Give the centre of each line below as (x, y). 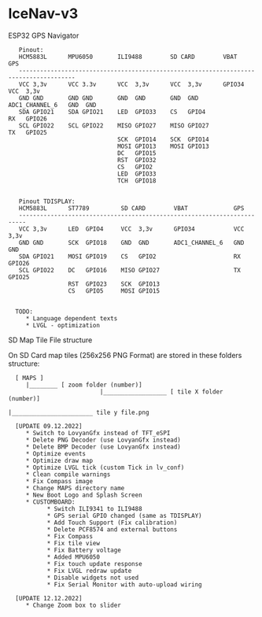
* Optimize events (56, 453)
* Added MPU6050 (74, 557)
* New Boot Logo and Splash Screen (84, 495)
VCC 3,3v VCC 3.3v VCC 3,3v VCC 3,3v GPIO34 (131, 84)
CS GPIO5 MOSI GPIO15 (114, 291)
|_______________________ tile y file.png (79, 412)
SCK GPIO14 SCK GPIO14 (163, 139)
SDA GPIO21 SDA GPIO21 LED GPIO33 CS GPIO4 (112, 112)
